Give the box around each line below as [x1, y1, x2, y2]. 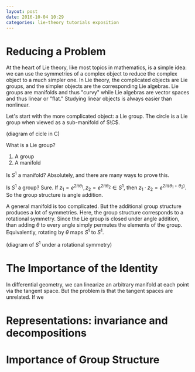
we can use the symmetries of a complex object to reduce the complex [6, 70, 177, 77]
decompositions [6, 326, 87, 340]
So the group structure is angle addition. [6, 192, 104, 199]
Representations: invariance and [6, 314, 168, 327]
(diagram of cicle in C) [6, 130, 60, 138]
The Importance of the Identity [6, 261, 158, 275]
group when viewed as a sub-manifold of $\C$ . [6, 119, 120, 126]
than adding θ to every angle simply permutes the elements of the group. [6, 221, 183, 228]
